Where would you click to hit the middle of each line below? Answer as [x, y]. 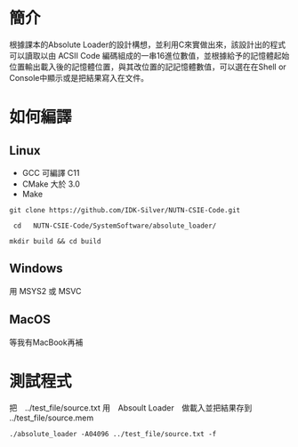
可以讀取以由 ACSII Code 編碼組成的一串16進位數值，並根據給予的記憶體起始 [149, 55]
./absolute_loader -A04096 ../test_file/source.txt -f [113, 434]
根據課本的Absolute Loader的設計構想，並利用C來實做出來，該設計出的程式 [148, 44]
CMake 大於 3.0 [51, 184]
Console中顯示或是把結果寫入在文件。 [79, 77]
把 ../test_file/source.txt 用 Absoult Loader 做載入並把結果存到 [131, 407]
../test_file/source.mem [52, 418]
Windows [36, 269]
